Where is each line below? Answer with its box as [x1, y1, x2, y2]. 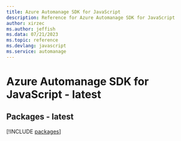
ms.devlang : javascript [6, 43, 67, 49]
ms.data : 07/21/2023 [6, 32, 59, 38]
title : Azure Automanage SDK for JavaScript [6, 9, 121, 15]
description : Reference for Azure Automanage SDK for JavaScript [6, 15, 175, 21]
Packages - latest [6, 112, 74, 122]
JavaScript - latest [6, 88, 101, 101]
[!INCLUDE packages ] [6, 128, 61, 135]
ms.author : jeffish [6, 26, 56, 32]
